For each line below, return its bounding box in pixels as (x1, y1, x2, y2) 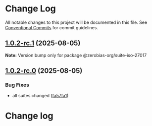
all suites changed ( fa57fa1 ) (12, 93, 69, 99)
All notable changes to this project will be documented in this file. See (5, 19, 148, 25)
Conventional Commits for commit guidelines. (5, 24, 98, 30)
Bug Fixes (5, 81, 30, 88)
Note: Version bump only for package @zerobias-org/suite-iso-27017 (5, 52, 147, 58)
